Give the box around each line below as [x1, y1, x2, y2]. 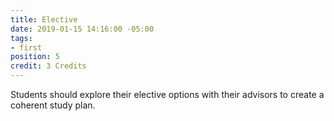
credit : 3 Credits [10, 61, 87, 71]
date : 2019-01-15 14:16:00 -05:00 [10, 24, 155, 34]
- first [10, 42, 43, 53]
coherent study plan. [10, 99, 96, 111]
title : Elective [10, 14, 78, 25]
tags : [10, 33, 33, 43]
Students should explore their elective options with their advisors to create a [10, 89, 325, 100]
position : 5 [10, 52, 60, 62]
